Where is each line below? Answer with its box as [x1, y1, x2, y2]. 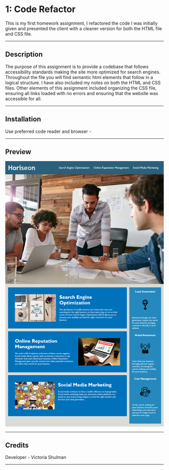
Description [5, 50, 43, 59]
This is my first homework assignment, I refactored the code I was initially [5, 20, 158, 26]
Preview [5, 147, 32, 156]
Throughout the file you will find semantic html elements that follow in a [5, 74, 153, 80]
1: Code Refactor [5, 4, 76, 15]
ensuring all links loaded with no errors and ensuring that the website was [5, 90, 158, 96]
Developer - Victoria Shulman [5, 454, 66, 460]
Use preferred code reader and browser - [5, 128, 92, 134]
